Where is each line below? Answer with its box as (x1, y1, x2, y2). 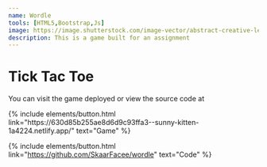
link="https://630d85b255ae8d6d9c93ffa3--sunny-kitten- (8, 118, 199, 127)
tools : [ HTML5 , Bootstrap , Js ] (8, 19, 105, 27)
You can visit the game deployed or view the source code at (8, 94, 205, 104)
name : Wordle (8, 11, 52, 20)
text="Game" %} (75, 126, 131, 135)
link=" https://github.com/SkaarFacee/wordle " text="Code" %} (8, 150, 212, 159)
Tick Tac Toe (8, 68, 94, 85)
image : (8, 26, 30, 34)
